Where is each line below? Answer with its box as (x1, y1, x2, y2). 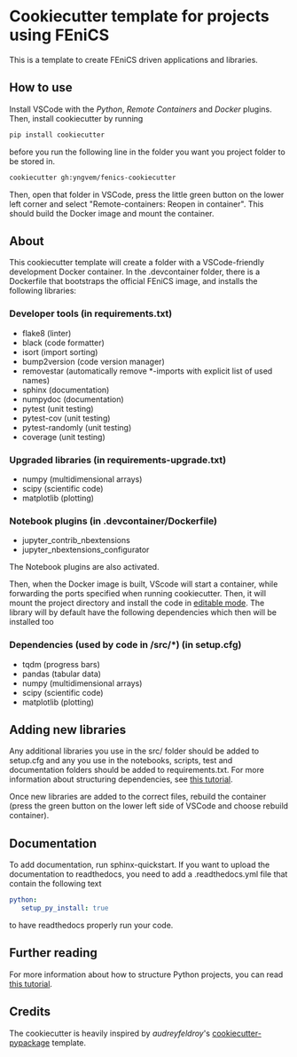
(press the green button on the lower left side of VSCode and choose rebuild (9, 801, 289, 811)
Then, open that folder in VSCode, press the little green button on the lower (9, 189, 285, 200)
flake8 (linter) (21, 327, 72, 338)
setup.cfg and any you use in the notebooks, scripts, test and (9, 755, 233, 766)
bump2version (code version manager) (21, 356, 166, 367)
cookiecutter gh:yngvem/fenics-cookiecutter (9, 173, 176, 182)
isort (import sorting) (21, 346, 98, 357)
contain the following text (9, 879, 102, 889)
